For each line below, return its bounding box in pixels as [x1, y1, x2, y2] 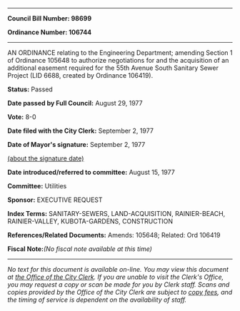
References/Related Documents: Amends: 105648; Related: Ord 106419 [7, 231, 221, 239]
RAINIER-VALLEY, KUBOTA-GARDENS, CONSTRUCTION [7, 217, 174, 225]
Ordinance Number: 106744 [7, 28, 92, 36]
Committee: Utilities [7, 182, 67, 190]
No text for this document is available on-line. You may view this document [7, 265, 229, 273]
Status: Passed [7, 85, 54, 93]
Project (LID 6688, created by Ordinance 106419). [7, 71, 154, 79]
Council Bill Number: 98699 [7, 14, 91, 22]
